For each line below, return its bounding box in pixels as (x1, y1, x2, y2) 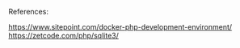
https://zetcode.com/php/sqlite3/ (8, 31, 120, 40)
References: (8, 7, 48, 16)
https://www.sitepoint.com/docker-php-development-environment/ (8, 22, 233, 31)
